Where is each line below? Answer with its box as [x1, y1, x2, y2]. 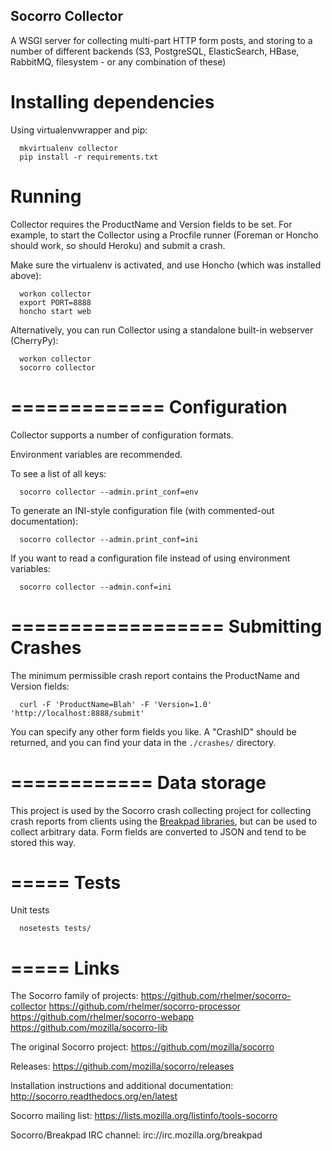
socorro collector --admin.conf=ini [19, 582, 172, 592]
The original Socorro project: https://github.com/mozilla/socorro [10, 1041, 275, 1053]
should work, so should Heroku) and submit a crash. [10, 239, 226, 251]
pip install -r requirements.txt [19, 152, 159, 162]
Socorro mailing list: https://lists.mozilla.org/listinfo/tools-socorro [10, 1110, 278, 1122]
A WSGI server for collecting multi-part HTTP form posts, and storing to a [10, 34, 313, 46]
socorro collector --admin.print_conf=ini [19, 534, 199, 544]
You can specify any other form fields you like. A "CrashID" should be [10, 725, 297, 738]
